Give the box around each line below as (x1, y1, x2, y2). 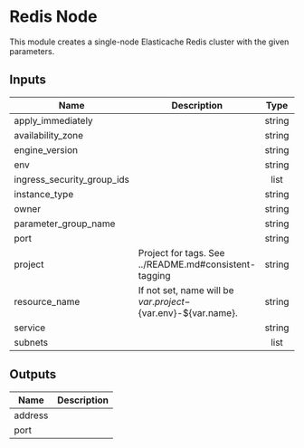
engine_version (14, 143, 79, 156)
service (14, 321, 46, 334)
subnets (14, 336, 49, 348)
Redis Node (9, 6, 98, 27)
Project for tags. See (138, 246, 225, 259)
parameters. (9, 45, 55, 56)
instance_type (14, 187, 74, 200)
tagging (138, 269, 171, 281)
